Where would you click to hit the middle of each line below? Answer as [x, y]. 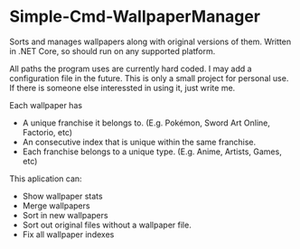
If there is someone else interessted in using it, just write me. [122, 88]
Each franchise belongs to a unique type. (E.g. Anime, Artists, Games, [152, 152]
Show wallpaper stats [62, 196]
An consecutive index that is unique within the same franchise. [139, 142]
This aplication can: [46, 179]
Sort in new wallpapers [65, 215]
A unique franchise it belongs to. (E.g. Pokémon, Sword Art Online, [146, 123]
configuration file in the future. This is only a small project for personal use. [149, 78]
